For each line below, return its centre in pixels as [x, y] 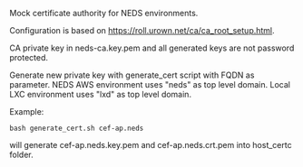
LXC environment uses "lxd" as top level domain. [101, 94]
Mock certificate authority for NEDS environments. [104, 13]
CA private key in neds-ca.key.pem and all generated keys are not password [152, 48]
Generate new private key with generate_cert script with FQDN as [132, 75]
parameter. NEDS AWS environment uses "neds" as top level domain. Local [150, 84]
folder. [21, 154]
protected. [29, 57]
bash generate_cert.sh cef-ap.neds [77, 128]
